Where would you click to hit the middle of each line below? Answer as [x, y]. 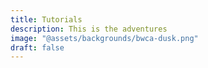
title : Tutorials [46, 19]
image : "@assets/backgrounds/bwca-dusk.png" [104, 38]
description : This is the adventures [89, 29]
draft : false [37, 47]
